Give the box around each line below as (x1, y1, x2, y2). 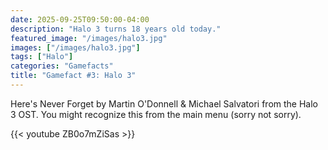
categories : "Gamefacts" (10, 61, 114, 71)
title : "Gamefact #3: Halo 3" (10, 71, 137, 81)
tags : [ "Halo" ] (10, 52, 74, 62)
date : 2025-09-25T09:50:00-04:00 (10, 14, 150, 25)
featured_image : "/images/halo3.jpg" (10, 33, 168, 43)
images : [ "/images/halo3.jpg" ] (10, 42, 141, 53)
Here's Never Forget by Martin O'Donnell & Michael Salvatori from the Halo (10, 97, 318, 110)
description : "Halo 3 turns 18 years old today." (10, 24, 222, 34)
